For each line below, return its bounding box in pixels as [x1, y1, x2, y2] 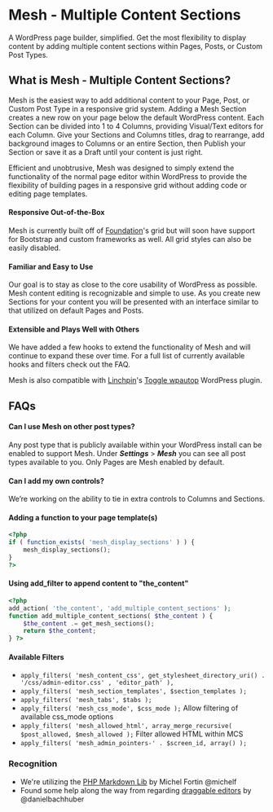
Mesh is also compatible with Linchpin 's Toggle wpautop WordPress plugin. [8, 375, 262, 385]
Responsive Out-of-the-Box [8, 208, 105, 217]
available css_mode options [20, 712, 114, 722]
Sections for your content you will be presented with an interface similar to [8, 297, 259, 307]
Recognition [8, 758, 58, 770]
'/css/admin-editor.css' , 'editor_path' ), [20, 678, 174, 687]
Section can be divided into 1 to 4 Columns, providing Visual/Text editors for [8, 121, 264, 131]
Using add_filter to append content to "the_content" [8, 578, 189, 588]
